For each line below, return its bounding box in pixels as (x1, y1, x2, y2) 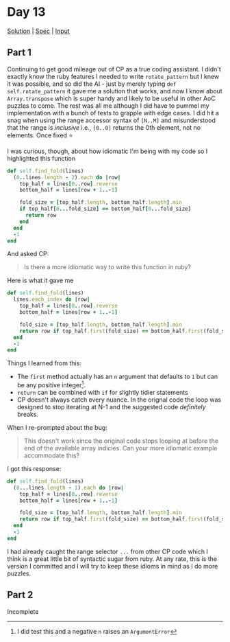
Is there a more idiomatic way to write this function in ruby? (23, 263, 192, 271)
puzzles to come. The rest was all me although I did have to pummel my (7, 101, 210, 110)
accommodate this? (23, 451, 80, 459)
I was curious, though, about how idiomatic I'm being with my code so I (7, 147, 208, 155)
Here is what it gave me (7, 276, 74, 285)
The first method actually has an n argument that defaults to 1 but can (16, 372, 218, 381)
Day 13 (7, 4, 46, 20)
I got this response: (7, 464, 62, 472)
